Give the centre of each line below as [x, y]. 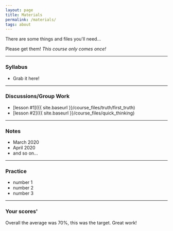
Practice [16, 171]
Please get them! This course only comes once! [56, 49]
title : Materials [24, 15]
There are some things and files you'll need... [53, 39]
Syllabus [16, 67]
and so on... [25, 153]
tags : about [18, 24]
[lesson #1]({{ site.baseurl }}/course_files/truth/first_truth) [74, 107]
